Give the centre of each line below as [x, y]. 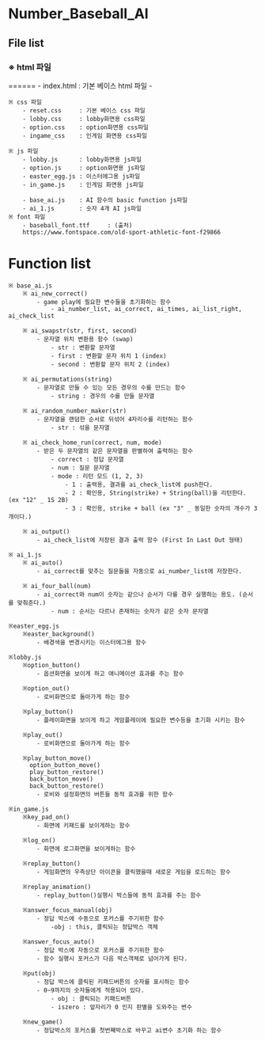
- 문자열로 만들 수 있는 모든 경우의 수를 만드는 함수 [111, 388]
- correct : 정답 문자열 [87, 459]
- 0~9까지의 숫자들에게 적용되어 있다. [91, 990]
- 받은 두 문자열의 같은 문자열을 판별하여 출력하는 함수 [115, 451]
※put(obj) [39, 973]
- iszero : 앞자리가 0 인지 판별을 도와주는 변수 [121, 1007]
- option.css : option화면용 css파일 [85, 127]
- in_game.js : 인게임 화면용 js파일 [83, 184]
